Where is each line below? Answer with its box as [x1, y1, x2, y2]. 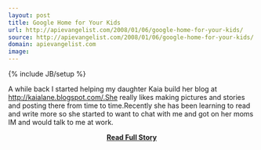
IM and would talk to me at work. [8, 118, 114, 127]
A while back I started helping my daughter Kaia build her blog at [8, 84, 218, 94]
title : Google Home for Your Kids [8, 19, 121, 27]
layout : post [8, 11, 51, 20]
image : [8, 48, 30, 55]
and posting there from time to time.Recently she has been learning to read [8, 101, 251, 110]
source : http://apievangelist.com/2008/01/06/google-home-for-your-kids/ [8, 33, 255, 41]
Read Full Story [106, 133, 158, 141]
